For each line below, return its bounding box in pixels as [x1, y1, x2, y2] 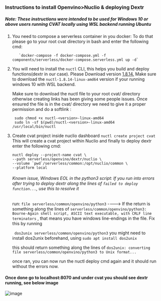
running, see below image [5, 280, 59, 285]
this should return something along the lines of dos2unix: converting [12, 245, 151, 250]
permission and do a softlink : [12, 106, 72, 112]
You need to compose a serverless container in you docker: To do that [12, 33, 153, 39]
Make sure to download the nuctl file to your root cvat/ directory [12, 90, 141, 96]
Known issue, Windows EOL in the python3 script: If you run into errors [12, 176, 155, 181]
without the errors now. [12, 264, 59, 269]
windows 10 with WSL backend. [12, 81, 76, 87]
